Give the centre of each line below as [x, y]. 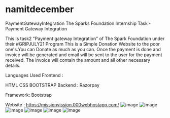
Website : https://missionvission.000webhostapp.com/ [62, 104]
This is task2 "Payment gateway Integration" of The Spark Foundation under [85, 38]
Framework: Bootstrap [28, 95]
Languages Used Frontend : [34, 75]
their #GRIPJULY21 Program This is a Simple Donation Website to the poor [83, 44]
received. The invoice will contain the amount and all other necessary [78, 60]
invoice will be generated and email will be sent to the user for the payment [84, 55]
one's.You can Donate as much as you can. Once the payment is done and [83, 49]
